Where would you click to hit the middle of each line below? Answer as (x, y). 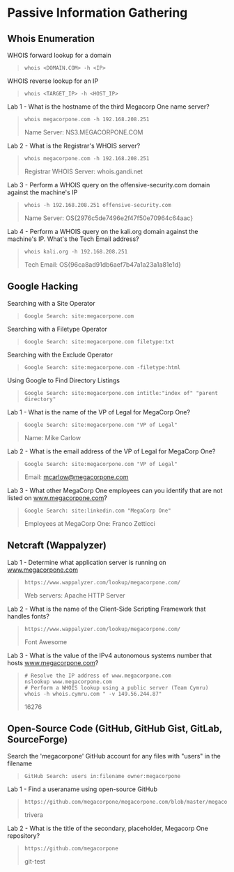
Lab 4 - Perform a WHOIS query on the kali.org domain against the (103, 232)
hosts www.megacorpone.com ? (53, 662)
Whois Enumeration (51, 39)
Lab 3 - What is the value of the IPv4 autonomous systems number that (110, 655)
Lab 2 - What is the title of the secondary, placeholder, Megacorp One (108, 828)
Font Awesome (46, 641)
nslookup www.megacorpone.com (68, 682)
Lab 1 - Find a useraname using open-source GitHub (83, 789)
